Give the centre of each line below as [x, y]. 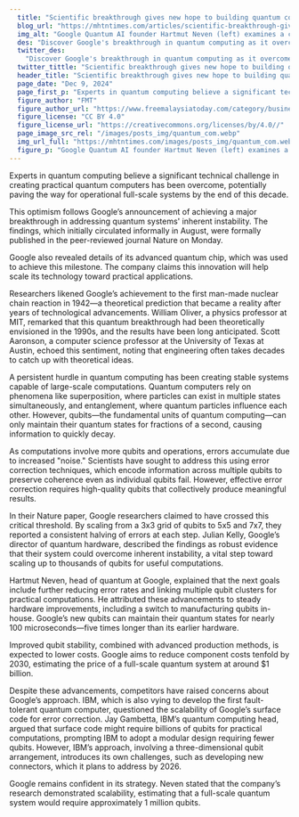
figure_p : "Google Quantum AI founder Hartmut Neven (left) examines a [153, 150]
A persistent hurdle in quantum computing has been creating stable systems [149, 377]
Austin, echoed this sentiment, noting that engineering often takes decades [147, 350]
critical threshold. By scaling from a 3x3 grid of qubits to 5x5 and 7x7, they [145, 525]
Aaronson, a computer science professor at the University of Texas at [137, 340]
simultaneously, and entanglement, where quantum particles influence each [148, 405]
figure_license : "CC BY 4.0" [71, 117]
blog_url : [35, 26]
